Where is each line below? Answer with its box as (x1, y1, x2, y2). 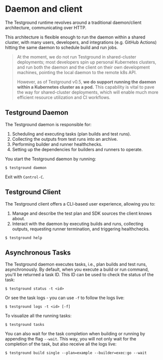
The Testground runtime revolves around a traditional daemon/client (5, 19, 142, 25)
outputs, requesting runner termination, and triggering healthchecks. (12, 226, 150, 232)
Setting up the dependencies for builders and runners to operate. (12, 146, 143, 152)
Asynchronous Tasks (5, 248, 71, 257)
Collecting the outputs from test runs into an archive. (12, 136, 118, 142)
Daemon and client (5, 3, 83, 15)
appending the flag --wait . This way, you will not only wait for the (5, 336, 136, 342)
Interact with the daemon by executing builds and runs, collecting (12, 221, 144, 227)
